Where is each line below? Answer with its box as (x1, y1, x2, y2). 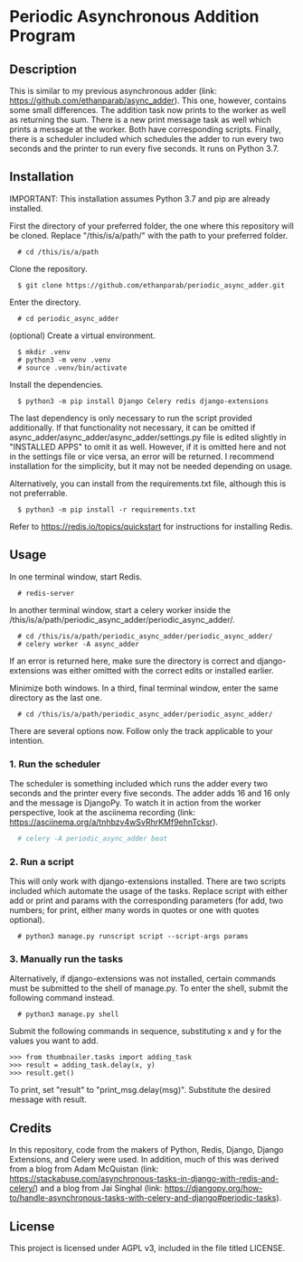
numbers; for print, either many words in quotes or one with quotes (9, 905, 260, 916)
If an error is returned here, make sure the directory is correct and (9, 655, 255, 666)
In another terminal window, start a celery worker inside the (9, 604, 231, 616)
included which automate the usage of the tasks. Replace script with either (9, 886, 288, 897)
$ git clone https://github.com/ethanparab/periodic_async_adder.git (17, 280, 285, 290)
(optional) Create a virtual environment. (9, 330, 156, 341)
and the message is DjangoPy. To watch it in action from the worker (9, 797, 261, 808)
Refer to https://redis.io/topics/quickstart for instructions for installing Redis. (9, 521, 293, 532)
